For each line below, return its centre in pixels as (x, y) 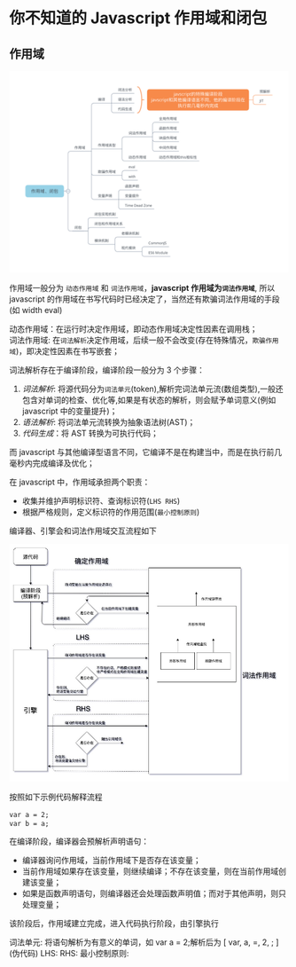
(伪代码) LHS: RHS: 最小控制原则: (69, 953)
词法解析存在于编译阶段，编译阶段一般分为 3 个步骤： (107, 370)
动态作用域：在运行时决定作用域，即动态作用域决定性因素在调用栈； (133, 329)
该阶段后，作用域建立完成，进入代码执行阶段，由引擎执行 (114, 923)
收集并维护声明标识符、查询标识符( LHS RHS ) (101, 501)
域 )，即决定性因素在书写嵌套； (65, 351)
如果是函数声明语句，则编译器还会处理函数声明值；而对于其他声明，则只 (154, 893)
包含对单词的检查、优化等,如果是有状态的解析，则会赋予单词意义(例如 (149, 400)
